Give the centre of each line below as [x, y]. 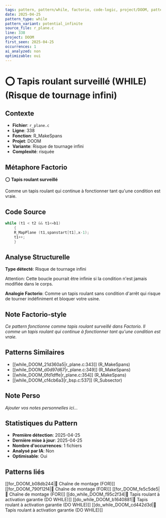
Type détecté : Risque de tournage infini [46, 269]
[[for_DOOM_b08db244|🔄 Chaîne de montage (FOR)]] [60, 484]
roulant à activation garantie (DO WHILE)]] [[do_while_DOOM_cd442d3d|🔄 [81, 505]
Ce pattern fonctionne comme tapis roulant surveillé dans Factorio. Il [75, 326]
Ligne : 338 [23, 131]
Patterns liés [25, 472]
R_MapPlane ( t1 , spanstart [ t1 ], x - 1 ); [52, 232]
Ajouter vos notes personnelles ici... [41, 407]
